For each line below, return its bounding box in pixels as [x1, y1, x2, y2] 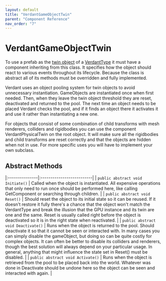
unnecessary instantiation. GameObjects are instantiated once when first [5, 90, 154, 96]
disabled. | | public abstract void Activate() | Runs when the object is [5, 255, 152, 260]
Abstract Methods [5, 161, 63, 170]
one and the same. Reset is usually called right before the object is [5, 212, 141, 218]
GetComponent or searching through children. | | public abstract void [5, 191, 150, 197]
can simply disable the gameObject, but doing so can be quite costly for [5, 233, 152, 239]
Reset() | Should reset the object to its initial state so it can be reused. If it [5, 196, 156, 202]
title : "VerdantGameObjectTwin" [5, 12, 72, 17]
